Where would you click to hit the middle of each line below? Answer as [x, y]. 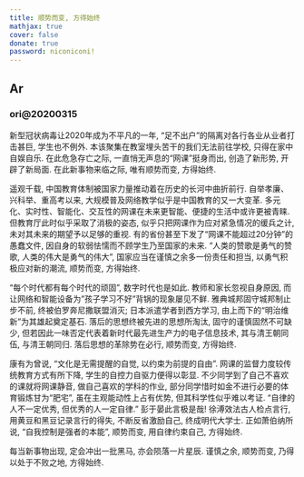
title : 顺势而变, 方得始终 [55, 18]
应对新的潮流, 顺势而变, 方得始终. [78, 268]
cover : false [34, 35]
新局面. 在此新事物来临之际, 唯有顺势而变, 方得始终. [120, 169]
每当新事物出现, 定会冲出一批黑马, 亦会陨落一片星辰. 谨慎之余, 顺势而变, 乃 [148, 451]
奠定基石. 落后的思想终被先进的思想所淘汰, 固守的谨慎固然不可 [169, 321]
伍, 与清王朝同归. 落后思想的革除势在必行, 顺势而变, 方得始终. [123, 344]
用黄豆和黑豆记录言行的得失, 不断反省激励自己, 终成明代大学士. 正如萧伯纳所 [151, 420]
